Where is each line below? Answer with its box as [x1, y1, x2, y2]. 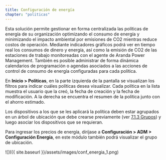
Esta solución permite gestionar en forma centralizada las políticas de [5, 25, 149, 31]
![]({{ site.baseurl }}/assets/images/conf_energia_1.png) [5, 149, 119, 155]
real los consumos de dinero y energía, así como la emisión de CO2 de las [5, 47, 157, 53]
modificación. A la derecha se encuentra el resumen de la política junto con [5, 93, 161, 100]
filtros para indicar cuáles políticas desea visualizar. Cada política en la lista [5, 83, 161, 89]
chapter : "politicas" [5, 12, 50, 17]
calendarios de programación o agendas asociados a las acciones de [5, 63, 148, 69]
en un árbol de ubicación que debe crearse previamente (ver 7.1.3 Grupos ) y [5, 114, 161, 120]
